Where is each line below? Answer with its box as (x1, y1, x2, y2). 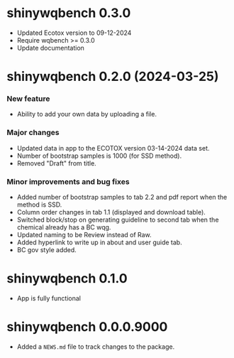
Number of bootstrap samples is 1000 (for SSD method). (16, 151, 182, 160)
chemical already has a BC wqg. (16, 223, 111, 232)
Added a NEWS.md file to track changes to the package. (16, 342, 175, 351)
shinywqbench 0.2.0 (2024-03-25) (6, 69, 219, 85)
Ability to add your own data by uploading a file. (16, 110, 157, 119)
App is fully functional (16, 293, 81, 303)
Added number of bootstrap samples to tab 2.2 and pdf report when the (16, 193, 228, 202)
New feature (6, 94, 50, 104)
